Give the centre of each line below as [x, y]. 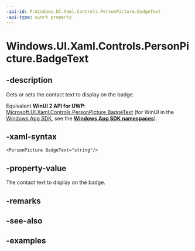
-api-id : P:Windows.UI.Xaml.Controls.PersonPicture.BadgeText [83, 11]
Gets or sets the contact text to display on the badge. [70, 94]
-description [29, 80]
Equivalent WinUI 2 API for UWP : [46, 106]
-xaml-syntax [32, 137]
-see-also [24, 221]
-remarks [23, 201]
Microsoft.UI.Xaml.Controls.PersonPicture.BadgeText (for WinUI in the [90, 112]
